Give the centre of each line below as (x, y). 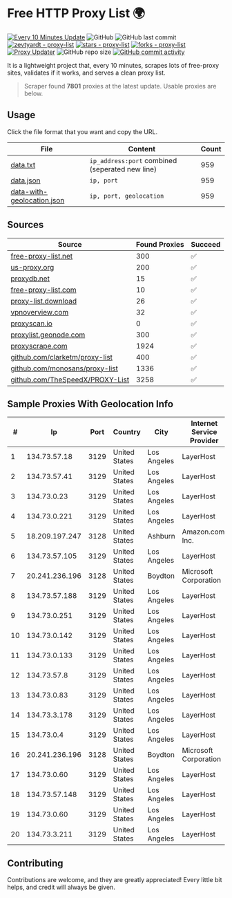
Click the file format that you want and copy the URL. (82, 131)
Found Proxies (160, 244)
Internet (204, 424)
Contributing (35, 863)
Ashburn (162, 536)
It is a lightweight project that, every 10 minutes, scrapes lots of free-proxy (113, 65)
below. (33, 93)
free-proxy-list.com (44, 290)
